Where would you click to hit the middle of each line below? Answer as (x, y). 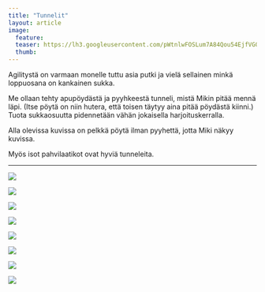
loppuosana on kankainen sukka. (62, 83)
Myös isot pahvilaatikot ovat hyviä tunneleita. (81, 154)
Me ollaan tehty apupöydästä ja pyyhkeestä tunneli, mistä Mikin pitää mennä (132, 98)
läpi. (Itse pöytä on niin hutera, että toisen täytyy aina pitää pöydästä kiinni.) (131, 107)
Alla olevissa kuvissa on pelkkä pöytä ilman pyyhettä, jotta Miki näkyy (121, 130)
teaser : (28, 45)
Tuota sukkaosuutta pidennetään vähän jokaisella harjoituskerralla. (116, 115)
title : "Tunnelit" (38, 15)
